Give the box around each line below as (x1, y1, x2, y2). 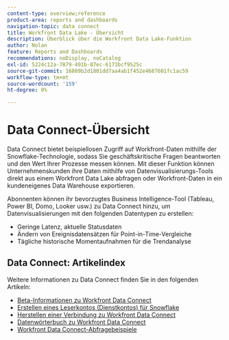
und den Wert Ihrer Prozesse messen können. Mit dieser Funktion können (7, 159, 215, 168)
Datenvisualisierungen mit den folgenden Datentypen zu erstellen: (7, 209, 194, 218)
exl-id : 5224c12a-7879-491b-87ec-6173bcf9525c (7, 61, 143, 68)
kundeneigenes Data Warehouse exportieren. (7, 181, 135, 190)
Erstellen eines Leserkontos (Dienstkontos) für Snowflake (16, 303, 180, 311)
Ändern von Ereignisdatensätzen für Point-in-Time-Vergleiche (16, 230, 192, 238)
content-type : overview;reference (7, 10, 106, 17)
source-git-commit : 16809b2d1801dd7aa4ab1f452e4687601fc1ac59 (7, 67, 189, 74)
